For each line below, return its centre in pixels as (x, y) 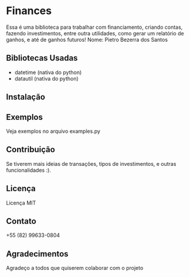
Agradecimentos (37, 254)
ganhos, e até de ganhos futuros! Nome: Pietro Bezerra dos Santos (87, 39)
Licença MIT (21, 203)
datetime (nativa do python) (48, 72)
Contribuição (31, 150)
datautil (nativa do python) (47, 78)
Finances (29, 11)
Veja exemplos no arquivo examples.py (53, 131)
